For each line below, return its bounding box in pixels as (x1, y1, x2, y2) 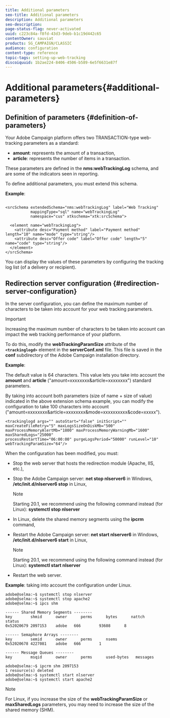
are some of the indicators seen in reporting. (5, 171, 99, 177)
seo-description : (5, 21, 42, 27)
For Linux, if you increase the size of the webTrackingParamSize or (5, 696, 148, 702)
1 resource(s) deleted (5, 668, 54, 673)
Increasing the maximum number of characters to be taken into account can (5, 326, 165, 332)
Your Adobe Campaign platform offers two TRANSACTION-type (5, 135, 139, 141)
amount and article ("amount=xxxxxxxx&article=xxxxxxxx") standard (5, 377, 152, 384)
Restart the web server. (12, 572, 62, 578)
